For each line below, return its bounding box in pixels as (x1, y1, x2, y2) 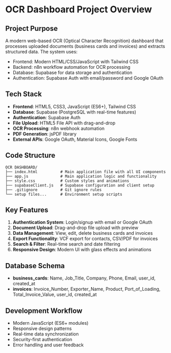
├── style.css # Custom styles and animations (5, 178, 130, 183)
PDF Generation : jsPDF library (12, 131, 77, 137)
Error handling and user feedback (12, 342, 84, 348)
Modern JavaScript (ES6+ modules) (12, 320, 89, 326)
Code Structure (5, 151, 55, 160)
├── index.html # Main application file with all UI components (5, 169, 166, 174)
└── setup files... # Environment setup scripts (5, 192, 123, 197)
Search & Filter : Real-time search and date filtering (12, 241, 120, 247)
